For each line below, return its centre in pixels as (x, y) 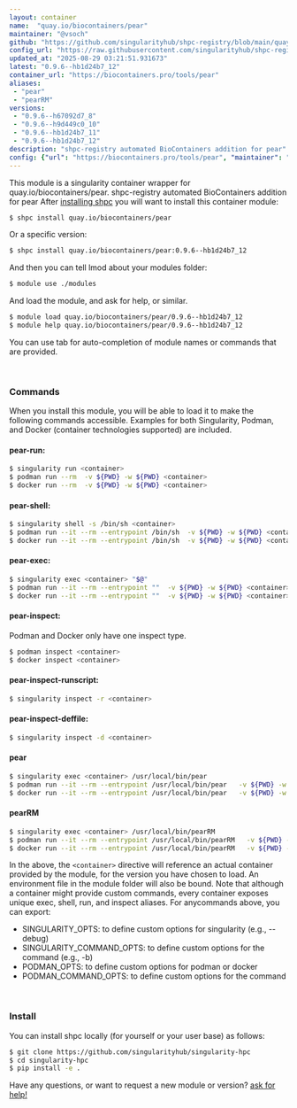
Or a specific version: (48, 235)
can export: (30, 912)
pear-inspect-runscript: (54, 680)
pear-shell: (30, 505)
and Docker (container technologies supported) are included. (121, 430)
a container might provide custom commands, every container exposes (139, 893)
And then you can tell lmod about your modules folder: (108, 267)
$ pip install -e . (45, 1068)
